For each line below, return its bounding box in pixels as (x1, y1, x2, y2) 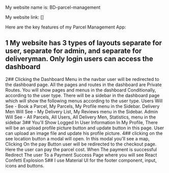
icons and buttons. (5, 162, 44, 168)
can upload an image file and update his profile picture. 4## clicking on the (5, 130, 163, 136)
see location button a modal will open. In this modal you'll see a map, (5, 135, 150, 141)
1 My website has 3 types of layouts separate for (5, 39, 162, 47)
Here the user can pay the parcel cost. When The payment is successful (5, 146, 157, 152)
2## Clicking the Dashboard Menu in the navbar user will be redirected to (5, 76, 159, 82)
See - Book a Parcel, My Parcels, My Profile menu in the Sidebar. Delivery (5, 103, 160, 109)
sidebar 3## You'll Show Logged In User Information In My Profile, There (5, 119, 158, 125)
